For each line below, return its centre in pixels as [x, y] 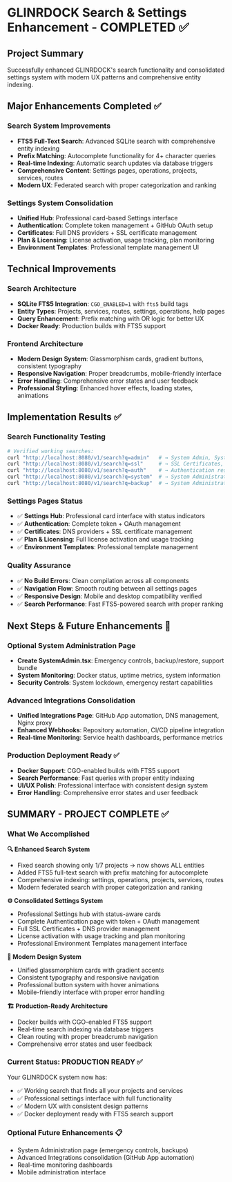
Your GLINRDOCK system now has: [57, 1077]
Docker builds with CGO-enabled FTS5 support [84, 1022]
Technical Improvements [62, 269]
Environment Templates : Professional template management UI [108, 247]
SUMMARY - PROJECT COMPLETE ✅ [88, 814]
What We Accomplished [48, 834]
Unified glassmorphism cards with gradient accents [90, 970]
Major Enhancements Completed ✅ [84, 106]
